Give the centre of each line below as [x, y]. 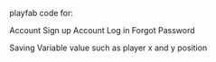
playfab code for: [42, 13]
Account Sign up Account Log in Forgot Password [103, 30]
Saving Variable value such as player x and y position [108, 48]
